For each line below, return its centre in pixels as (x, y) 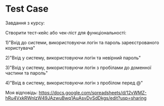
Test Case (27, 9)
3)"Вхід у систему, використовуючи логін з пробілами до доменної (78, 67)
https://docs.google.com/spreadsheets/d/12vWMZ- (92, 92)
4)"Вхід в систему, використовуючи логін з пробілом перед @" (74, 83)
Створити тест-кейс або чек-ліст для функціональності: (66, 32)
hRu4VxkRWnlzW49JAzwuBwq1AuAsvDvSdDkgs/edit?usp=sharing (76, 98)
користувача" (20, 48)
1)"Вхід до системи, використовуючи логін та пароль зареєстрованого (82, 42)
